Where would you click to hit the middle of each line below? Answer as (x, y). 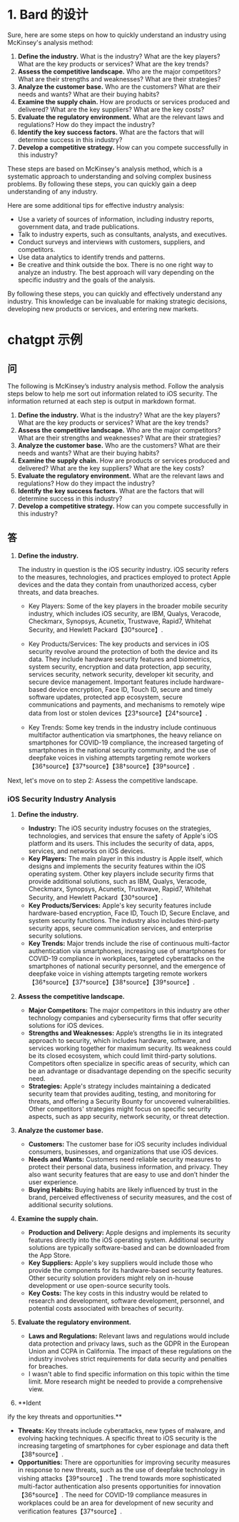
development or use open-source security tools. (100, 1286)
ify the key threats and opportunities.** (65, 1417)
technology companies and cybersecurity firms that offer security (125, 1018)
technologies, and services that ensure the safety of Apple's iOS (123, 836)
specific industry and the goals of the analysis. (86, 280)
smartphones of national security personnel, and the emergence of (127, 966)
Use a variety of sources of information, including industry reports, (116, 219)
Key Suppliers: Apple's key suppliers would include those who (121, 1263)
